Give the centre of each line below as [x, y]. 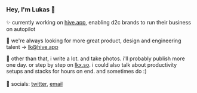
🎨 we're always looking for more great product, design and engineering [94, 41]
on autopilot [21, 29]
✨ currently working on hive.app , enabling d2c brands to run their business [98, 23]
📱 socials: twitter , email [35, 84]
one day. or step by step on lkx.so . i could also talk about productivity [92, 65]
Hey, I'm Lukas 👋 [31, 10]
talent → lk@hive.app [32, 47]
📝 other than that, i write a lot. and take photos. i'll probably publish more [96, 58]
